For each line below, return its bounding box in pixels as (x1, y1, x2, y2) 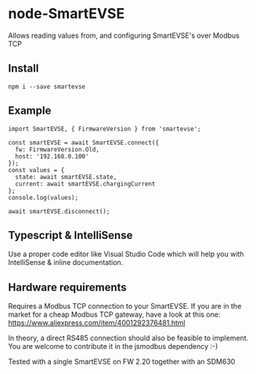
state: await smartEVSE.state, (15, 173, 117, 181)
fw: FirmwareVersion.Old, (15, 145, 100, 153)
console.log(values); (8, 193, 79, 201)
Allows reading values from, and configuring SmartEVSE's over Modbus (8, 31, 240, 40)
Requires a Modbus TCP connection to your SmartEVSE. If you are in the (8, 302, 242, 311)
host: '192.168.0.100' (15, 152, 89, 160)
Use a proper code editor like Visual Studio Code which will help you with (8, 249, 244, 259)
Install (8, 62, 39, 75)
